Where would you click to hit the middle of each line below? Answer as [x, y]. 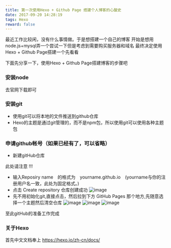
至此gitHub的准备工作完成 [32, 214]
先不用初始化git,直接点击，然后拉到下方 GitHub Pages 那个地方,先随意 [86, 196]
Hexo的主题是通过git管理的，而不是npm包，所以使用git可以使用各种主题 [88, 122]
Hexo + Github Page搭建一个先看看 [42, 52]
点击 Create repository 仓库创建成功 [50, 190]
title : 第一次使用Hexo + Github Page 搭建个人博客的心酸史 [63, 10]
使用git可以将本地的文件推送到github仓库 [55, 116]
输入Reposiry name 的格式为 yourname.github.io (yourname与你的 [87, 177]
